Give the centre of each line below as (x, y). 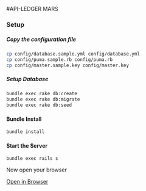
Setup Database (27, 79)
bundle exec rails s (33, 159)
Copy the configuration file (41, 39)
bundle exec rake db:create (42, 94)
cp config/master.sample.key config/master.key (68, 65)
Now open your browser (36, 170)
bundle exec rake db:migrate (43, 99)
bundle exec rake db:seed (39, 105)
